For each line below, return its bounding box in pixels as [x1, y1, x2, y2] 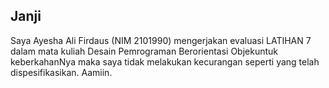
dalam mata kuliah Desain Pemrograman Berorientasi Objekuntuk [10, 45, 278, 57]
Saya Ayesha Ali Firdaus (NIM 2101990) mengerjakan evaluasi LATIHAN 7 [10, 34, 312, 46]
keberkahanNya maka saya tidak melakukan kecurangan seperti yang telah [10, 55, 320, 68]
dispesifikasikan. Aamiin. [10, 66, 113, 78]
